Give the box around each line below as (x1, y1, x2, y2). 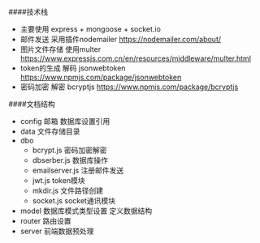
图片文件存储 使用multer (19, 45, 102, 54)
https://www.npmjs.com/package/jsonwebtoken (19, 72, 182, 82)
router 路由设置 (19, 216, 71, 225)
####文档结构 (8, 100, 55, 109)
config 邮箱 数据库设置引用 (19, 117, 110, 126)
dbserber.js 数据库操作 (32, 156, 108, 164)
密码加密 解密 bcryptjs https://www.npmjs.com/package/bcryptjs (19, 82, 239, 92)
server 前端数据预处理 (19, 226, 94, 236)
